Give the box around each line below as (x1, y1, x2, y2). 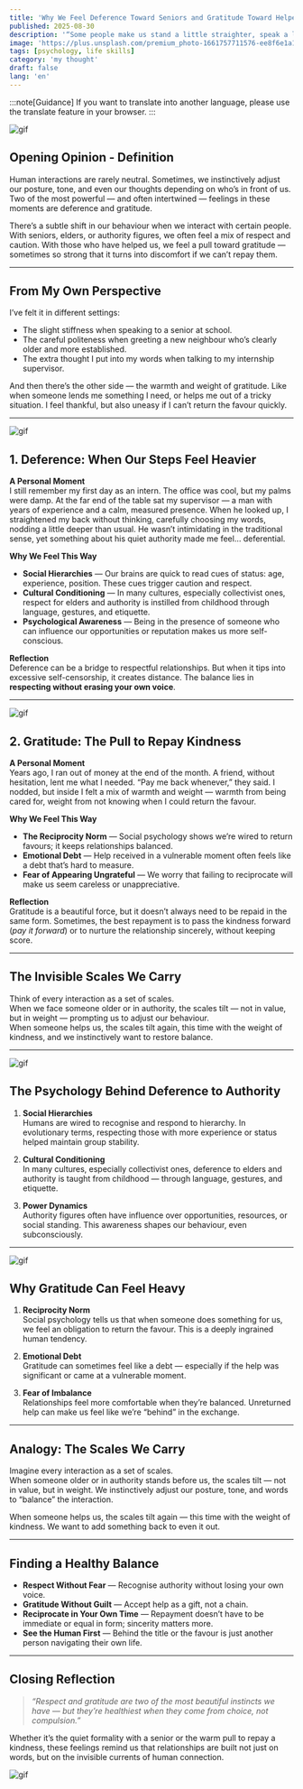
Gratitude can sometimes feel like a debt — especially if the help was (22, 1360, 280, 1371)
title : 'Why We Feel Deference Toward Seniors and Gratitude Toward (9, 13, 272, 23)
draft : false (9, 64, 59, 73)
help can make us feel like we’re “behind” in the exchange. (22, 1406, 241, 1417)
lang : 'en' (9, 72, 50, 81)
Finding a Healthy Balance (9, 1555, 160, 1571)
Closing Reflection (9, 1672, 115, 1687)
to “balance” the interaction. (9, 1494, 114, 1505)
